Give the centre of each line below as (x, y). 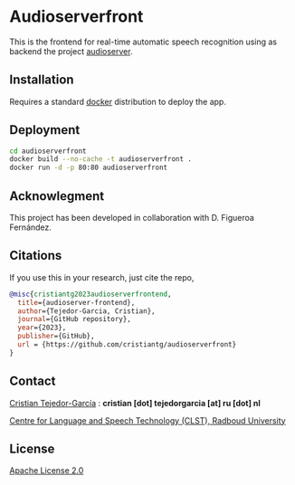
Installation (42, 80)
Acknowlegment (57, 196)
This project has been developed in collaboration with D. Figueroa (132, 218)
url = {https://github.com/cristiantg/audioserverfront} (127, 345)
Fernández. (31, 227)
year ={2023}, (42, 328)
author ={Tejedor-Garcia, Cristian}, (86, 311)
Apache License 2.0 (47, 471)
